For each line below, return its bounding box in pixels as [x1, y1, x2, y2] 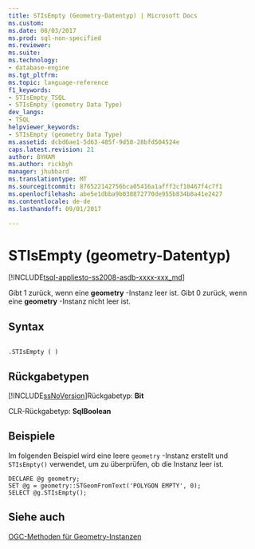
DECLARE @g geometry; [8, 475, 80, 483]
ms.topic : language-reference [8, 78, 109, 86]
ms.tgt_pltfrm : [8, 71, 59, 79]
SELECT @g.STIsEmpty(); [8, 488, 88, 496]
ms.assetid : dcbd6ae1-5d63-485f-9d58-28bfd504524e [8, 137, 180, 146]
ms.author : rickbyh [8, 161, 73, 169]
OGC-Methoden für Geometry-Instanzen [8, 531, 142, 541]
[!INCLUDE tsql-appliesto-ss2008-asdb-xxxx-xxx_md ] [8, 273, 186, 282]
